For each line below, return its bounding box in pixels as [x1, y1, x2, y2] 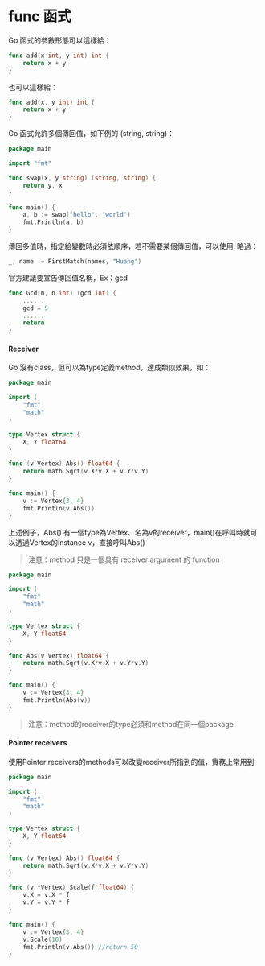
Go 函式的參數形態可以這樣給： [8, 35, 112, 45]
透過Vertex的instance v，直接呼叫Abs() [14, 537, 146, 547]
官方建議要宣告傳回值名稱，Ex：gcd [8, 273, 128, 283]
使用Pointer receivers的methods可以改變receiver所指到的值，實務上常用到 [8, 757, 255, 766]
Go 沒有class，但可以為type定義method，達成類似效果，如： [8, 363, 211, 373]
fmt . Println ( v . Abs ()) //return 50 [22, 943, 138, 951]
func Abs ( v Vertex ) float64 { [8, 651, 110, 660]
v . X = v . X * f [22, 891, 70, 899]
